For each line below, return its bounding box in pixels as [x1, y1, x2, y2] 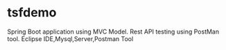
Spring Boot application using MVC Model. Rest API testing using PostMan [7, 27, 220, 36]
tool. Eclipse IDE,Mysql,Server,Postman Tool [7, 34, 134, 42]
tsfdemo [7, 5, 57, 21]
